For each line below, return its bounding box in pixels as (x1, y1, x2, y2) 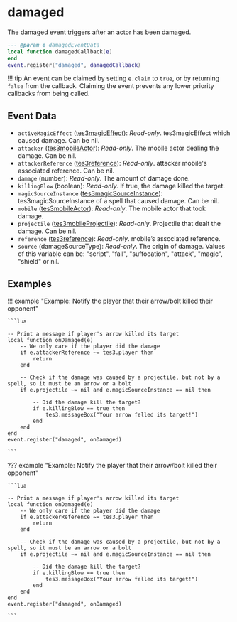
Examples (7, 278, 52, 290)
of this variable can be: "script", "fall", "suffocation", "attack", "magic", (17, 250, 224, 258)
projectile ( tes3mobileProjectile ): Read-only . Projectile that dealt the (17, 220, 221, 228)
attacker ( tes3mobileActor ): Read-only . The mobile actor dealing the (17, 144, 219, 153)
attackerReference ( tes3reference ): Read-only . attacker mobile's (17, 159, 207, 168)
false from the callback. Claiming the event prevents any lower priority (7, 82, 214, 90)
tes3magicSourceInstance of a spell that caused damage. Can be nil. (17, 197, 219, 205)
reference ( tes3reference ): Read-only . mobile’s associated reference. (17, 235, 221, 243)
